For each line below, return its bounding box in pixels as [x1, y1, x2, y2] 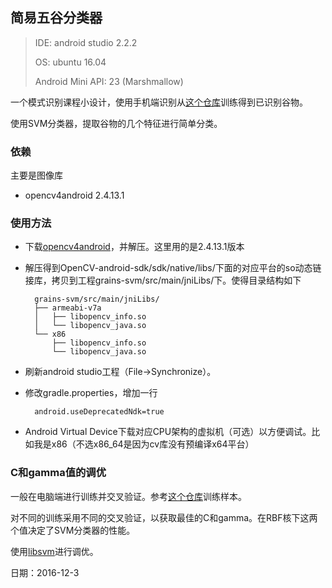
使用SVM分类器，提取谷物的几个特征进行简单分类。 [10, 117, 223, 129]
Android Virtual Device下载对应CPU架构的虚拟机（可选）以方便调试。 [24, 426, 312, 438]
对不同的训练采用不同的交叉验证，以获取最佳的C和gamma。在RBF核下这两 [10, 511, 318, 523]
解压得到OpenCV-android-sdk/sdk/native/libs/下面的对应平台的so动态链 [24, 262, 322, 274]
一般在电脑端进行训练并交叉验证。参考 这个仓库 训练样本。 [10, 490, 247, 502]
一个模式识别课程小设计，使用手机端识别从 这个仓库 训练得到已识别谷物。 [10, 96, 308, 108]
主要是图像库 [10, 169, 63, 182]
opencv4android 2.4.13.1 [24, 189, 125, 202]
